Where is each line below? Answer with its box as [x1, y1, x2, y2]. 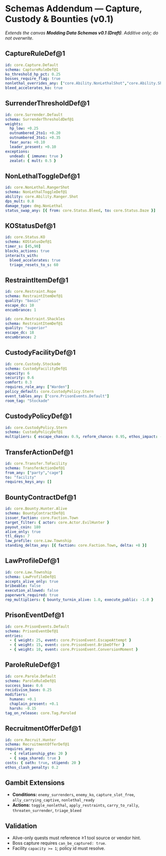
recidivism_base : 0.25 [5, 687, 52, 692]
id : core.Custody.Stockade [5, 361, 61, 366]
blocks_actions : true [5, 248, 50, 254]
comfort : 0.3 [5, 380, 32, 385]
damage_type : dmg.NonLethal [5, 203, 63, 208]
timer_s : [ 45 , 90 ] [5, 244, 41, 249]
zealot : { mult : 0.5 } [9, 158, 56, 163]
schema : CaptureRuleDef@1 [5, 67, 58, 72]
